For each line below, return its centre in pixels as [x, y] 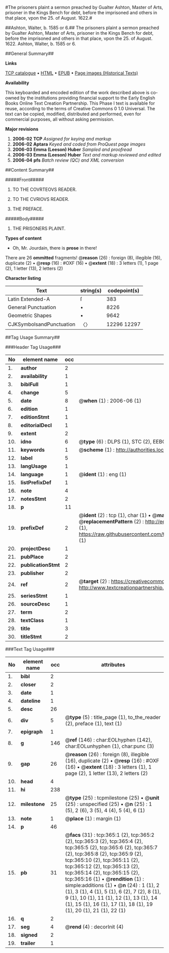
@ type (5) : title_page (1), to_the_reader [113, 717]
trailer [28, 943]
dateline [31, 701]
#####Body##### [25, 219]
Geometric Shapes [30, 315]
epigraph [32, 732]
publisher [32, 573]
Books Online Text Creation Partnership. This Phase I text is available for [80, 103]
